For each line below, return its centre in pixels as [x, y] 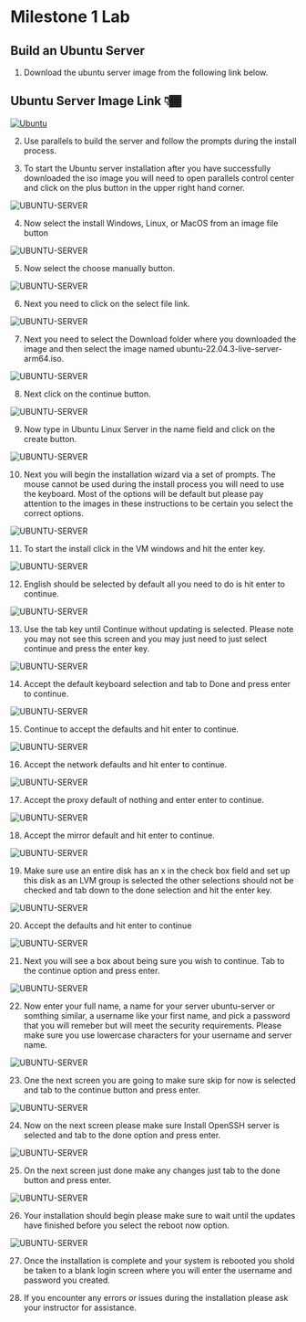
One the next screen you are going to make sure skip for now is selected [160, 1080]
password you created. [66, 1280]
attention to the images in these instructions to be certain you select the [158, 503]
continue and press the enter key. [86, 648]
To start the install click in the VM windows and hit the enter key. [144, 548]
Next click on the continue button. [87, 394]
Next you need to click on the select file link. [107, 303]
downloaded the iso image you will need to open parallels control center [159, 178]
